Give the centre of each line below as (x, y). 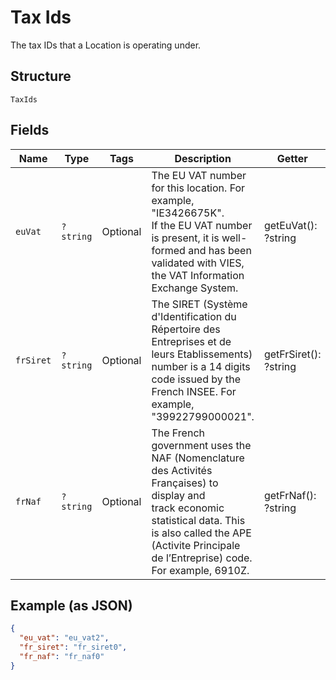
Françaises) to (185, 483)
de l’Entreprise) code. (202, 558)
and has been (220, 250)
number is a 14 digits (201, 366)
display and (178, 495)
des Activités (182, 470)
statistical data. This (198, 520)
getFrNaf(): (290, 495)
